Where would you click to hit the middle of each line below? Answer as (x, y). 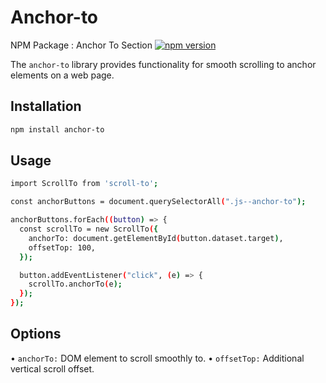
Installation (46, 106)
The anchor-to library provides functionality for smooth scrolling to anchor (163, 64)
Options (36, 334)
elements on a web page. (62, 75)
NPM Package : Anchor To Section (81, 45)
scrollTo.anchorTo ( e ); (75, 284)
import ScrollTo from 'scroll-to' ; (84, 184)
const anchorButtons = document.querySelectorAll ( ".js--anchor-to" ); (158, 202)
